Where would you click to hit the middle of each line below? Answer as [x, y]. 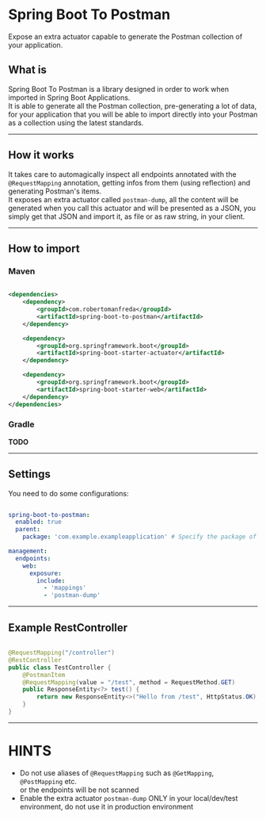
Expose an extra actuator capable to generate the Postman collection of [125, 36]
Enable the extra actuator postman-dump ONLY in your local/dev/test [129, 798]
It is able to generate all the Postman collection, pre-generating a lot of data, [133, 105]
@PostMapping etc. [48, 781]
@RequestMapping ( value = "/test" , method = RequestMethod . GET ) [129, 682]
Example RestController [68, 628]
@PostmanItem [44, 675]
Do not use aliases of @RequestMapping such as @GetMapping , [117, 773]
